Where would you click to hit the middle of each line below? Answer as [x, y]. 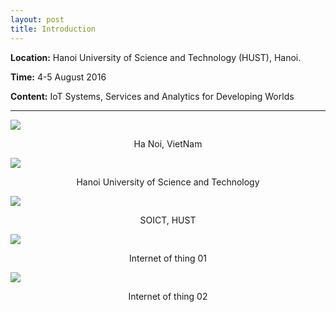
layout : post [37, 19]
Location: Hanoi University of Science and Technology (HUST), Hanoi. [156, 57]
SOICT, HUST [168, 220]
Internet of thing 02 [168, 296]
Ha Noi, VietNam [168, 143]
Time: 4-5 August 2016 [58, 77]
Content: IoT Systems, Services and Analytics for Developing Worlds [152, 96]
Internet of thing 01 [168, 258]
